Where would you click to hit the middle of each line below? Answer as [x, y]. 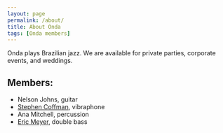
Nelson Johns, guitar [48, 99]
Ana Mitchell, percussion [53, 114]
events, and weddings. [40, 61]
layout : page [26, 14]
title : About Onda [34, 27]
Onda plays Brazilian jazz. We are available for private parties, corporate [111, 53]
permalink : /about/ [36, 20]
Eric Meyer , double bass [52, 122]
